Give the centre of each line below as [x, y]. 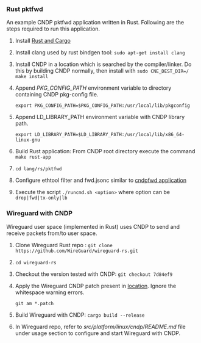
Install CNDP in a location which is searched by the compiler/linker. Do [103, 64]
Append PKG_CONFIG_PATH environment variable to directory [93, 88]
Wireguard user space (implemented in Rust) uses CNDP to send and [93, 226]
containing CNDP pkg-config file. [57, 95]
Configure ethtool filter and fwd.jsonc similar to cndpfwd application [101, 180]
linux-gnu [28, 140]
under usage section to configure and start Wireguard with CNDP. [98, 333]
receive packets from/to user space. [52, 233]
